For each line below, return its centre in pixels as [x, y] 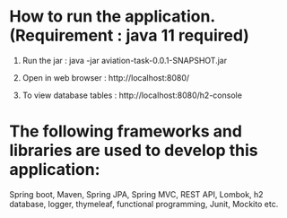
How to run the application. [112, 17]
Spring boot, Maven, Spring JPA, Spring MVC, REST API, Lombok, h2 [136, 194]
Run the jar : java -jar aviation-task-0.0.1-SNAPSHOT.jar [124, 60]
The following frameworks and [126, 131]
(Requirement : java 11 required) [129, 35]
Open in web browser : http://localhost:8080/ [106, 77]
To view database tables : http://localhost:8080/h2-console [132, 95]
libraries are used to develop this [134, 151]
